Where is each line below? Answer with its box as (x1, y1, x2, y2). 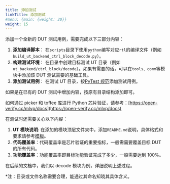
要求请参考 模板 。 (12, 133, 49, 139)
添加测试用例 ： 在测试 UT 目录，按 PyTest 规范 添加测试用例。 (12, 78, 141, 84)
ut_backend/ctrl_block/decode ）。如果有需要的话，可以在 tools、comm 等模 (12, 66, 165, 72)
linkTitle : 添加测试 (5, 12, 46, 17)
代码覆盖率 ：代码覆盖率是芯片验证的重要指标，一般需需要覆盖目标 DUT (12, 140, 161, 146)
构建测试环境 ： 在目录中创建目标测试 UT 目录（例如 (12, 59, 121, 66)
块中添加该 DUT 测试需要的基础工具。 (12, 72, 92, 78)
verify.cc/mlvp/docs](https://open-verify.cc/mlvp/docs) (5, 106, 122, 112)
